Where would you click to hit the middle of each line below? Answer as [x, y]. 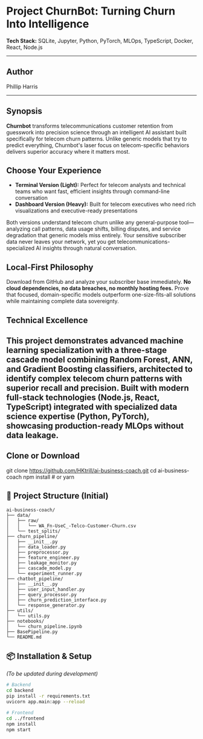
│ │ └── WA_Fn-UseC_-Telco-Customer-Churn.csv [71, 526]
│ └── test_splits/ [34, 531]
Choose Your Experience [54, 170]
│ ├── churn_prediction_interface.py [56, 600]
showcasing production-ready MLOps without [95, 426]
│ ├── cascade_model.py [39, 568]
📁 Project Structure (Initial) [57, 496]
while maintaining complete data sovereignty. [63, 301]
